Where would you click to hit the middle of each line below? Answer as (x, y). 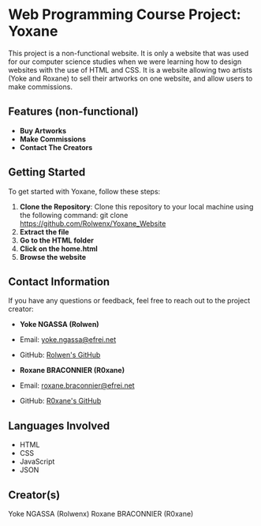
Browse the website (53, 257)
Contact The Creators (56, 147)
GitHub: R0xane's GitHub (60, 401)
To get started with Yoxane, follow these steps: (84, 191)
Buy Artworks (43, 130)
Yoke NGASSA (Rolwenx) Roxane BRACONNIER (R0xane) (101, 514)
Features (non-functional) (74, 112)
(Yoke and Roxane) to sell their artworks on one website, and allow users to (130, 78)
